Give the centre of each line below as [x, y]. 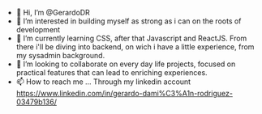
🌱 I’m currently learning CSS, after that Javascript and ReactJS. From [131, 38]
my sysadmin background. [60, 55]
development [38, 30]
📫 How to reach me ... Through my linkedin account [103, 82]
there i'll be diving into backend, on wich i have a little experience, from [135, 47]
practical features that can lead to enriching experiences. [112, 72]
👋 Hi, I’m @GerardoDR [53, 13]
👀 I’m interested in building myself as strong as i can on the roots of [129, 21]
